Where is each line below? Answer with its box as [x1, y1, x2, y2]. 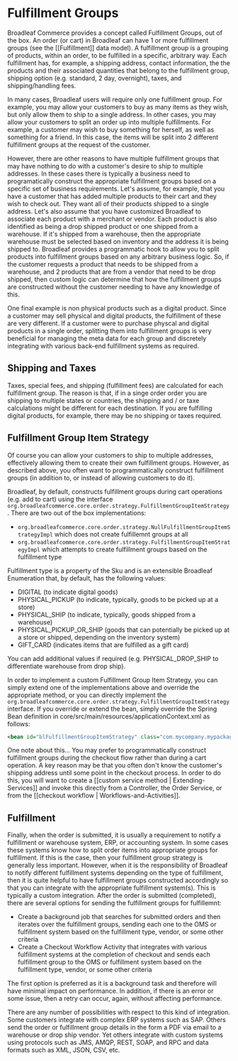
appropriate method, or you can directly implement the [7, 691, 167, 699]
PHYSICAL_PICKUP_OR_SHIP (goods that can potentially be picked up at [17, 625, 230, 634]
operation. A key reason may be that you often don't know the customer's [7, 761, 222, 770]
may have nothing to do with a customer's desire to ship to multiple [7, 161, 203, 170]
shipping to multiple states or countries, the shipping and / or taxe [7, 396, 200, 404]
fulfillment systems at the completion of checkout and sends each [17, 950, 211, 959]
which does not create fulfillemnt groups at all [54, 529, 188, 538]
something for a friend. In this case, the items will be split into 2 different [7, 133, 218, 141]
